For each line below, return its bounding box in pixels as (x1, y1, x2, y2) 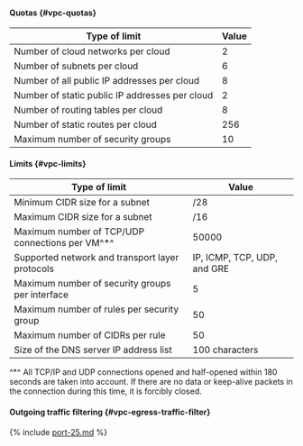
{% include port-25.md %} (9, 426, 108, 437)
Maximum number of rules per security (14, 303, 179, 315)
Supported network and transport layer (14, 251, 179, 264)
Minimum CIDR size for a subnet (14, 196, 151, 209)
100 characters (192, 343, 259, 356)
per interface (14, 288, 69, 301)
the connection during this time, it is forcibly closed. (9, 386, 203, 396)
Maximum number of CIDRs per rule (14, 329, 166, 341)
